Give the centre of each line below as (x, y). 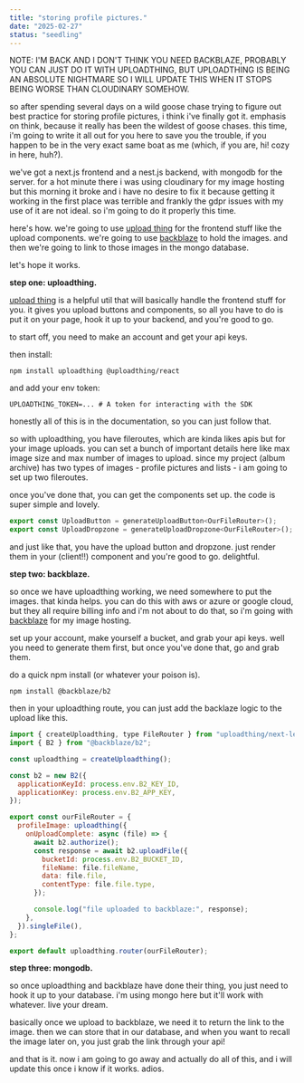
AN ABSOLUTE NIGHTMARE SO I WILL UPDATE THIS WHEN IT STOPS (141, 80)
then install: (31, 355)
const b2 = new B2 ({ (48, 775)
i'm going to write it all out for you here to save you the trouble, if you (138, 136)
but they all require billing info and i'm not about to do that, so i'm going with (152, 611)
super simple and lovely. (55, 504)
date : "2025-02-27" (46, 26)
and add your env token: (55, 388)
